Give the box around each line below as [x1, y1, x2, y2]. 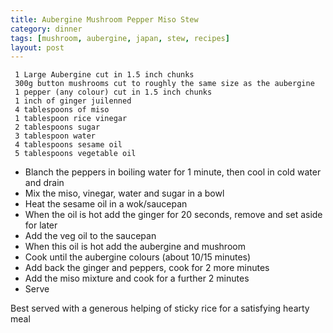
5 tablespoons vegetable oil [14, 149, 137, 159]
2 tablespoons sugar [14, 122, 101, 133]
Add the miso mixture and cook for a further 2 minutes [24, 272, 250, 285]
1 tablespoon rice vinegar [14, 114, 128, 124]
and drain [24, 177, 65, 189]
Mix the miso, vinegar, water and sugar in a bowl [24, 187, 225, 200]
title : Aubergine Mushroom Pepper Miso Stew [10, 14, 199, 25]
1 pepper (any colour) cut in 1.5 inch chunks [14, 87, 213, 98]
